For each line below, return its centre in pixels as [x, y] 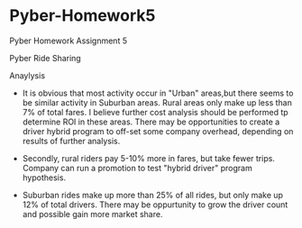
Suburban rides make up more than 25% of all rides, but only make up [153, 195]
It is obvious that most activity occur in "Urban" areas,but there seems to [158, 93]
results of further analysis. [71, 141]
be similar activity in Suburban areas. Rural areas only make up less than [157, 102]
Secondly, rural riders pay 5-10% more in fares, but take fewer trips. [148, 158]
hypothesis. [44, 178]
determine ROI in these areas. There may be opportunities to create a [151, 122]
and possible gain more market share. [92, 214]
